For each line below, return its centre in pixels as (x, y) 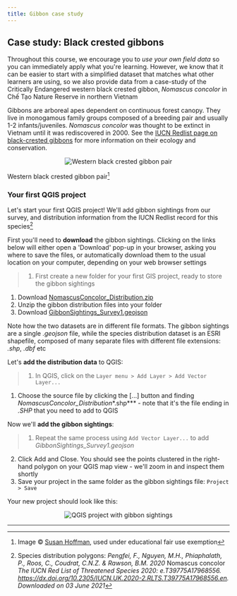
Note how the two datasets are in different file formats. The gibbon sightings (118, 326)
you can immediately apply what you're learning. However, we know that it (115, 67)
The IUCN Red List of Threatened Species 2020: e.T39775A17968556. (120, 571)
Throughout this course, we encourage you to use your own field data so (114, 59)
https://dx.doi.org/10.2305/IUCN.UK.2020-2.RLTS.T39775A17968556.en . (123, 578)
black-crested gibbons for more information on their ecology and (102, 140)
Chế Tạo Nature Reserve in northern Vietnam (73, 97)
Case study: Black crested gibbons (86, 43)
